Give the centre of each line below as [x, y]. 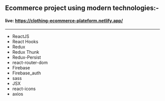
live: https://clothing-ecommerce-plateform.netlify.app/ [64, 20]
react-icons [24, 89]
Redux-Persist [27, 57]
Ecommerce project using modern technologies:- [82, 8]
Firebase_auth [27, 73]
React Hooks [25, 41]
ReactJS [21, 36]
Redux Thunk [26, 52]
